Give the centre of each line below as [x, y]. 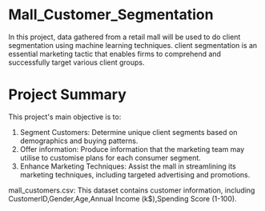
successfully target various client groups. [77, 62]
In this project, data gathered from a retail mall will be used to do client [124, 37]
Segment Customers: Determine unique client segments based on [128, 132]
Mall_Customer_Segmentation [111, 15]
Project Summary [67, 95]
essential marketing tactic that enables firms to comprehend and [115, 54]
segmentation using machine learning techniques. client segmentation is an [133, 45]
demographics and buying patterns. [79, 141]
